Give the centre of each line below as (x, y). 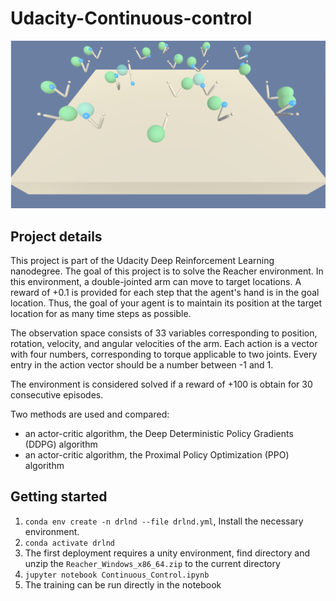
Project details (56, 236)
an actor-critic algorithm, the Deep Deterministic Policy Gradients (159, 433)
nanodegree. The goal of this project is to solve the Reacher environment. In (167, 271)
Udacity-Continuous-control (131, 18)
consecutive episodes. (57, 394)
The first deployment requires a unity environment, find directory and (167, 553)
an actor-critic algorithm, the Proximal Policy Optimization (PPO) (157, 454)
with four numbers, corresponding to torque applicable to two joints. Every (164, 354)
